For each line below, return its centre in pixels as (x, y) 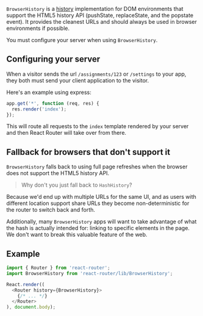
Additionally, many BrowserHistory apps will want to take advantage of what (101, 221)
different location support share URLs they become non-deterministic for (98, 203)
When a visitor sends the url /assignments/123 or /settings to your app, (96, 74)
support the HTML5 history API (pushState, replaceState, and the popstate (100, 15)
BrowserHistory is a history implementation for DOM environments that (95, 9)
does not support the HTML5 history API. (58, 173)
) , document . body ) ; (31, 307)
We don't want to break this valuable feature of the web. (77, 235)
